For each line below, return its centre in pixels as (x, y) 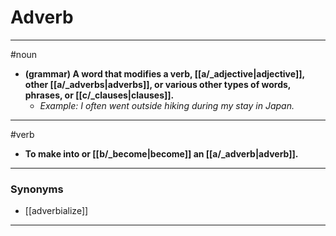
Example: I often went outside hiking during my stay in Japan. (167, 105)
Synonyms (37, 189)
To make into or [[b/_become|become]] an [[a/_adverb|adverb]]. (161, 153)
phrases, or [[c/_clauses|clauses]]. (99, 95)
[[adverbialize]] (56, 211)
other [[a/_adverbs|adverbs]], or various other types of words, (158, 84)
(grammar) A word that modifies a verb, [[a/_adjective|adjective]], (164, 73)
